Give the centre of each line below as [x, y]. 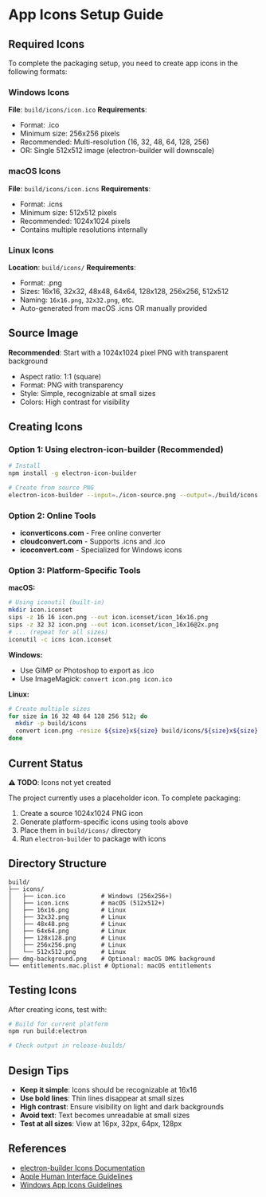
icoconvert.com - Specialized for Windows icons [101, 550]
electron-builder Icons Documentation [82, 1168]
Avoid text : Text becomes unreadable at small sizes [105, 1115]
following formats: [38, 72]
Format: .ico [39, 125]
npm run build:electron [48, 1031]
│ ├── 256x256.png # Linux [67, 945]
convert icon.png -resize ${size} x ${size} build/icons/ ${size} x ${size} [137, 731]
